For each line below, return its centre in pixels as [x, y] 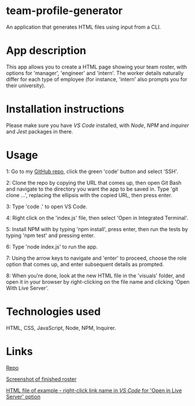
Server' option [23, 397]
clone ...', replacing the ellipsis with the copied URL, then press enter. [89, 195]
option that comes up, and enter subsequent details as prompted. [85, 264]
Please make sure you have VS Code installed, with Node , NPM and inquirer [97, 125]
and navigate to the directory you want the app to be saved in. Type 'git [92, 189]
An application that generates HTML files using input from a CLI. [83, 27]
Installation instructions [65, 109]
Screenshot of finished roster [41, 379]
